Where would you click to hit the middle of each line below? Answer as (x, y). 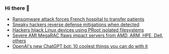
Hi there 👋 (17, 8)
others (19, 41)
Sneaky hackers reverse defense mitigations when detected (76, 24)
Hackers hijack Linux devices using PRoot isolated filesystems (78, 30)
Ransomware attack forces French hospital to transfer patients (78, 19)
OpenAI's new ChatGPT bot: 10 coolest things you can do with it (80, 46)
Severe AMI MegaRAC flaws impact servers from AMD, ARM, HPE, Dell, (88, 36)
